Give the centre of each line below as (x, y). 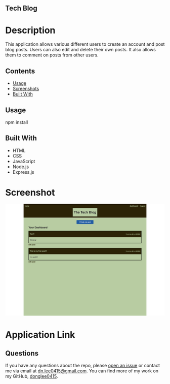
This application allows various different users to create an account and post (85, 44)
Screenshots (26, 89)
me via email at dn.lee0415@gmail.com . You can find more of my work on (82, 371)
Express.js (23, 172)
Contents (20, 71)
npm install (17, 122)
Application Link (40, 334)
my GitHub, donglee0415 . (32, 376)
